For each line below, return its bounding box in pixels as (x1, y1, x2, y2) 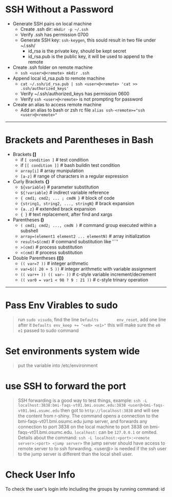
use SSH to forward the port (5, 380, 126, 392)
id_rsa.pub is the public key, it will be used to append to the (28, 53, 154, 60)
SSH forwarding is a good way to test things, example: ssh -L (17, 397, 147, 404)
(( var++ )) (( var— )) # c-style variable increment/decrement (20, 271, 156, 277)
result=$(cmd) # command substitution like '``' (20, 238, 118, 244)
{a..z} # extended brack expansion (20, 205, 96, 212)
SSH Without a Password (5, 4, 114, 15)
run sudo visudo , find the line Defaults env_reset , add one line (17, 316, 166, 322)
